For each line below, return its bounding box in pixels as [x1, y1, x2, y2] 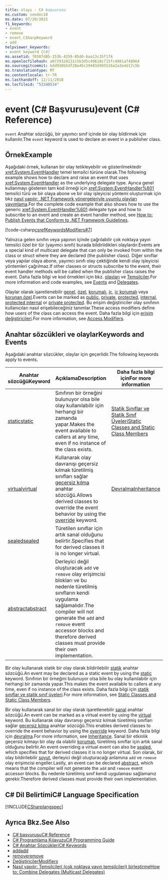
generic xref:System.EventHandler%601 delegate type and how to [5, 207, 141, 213]
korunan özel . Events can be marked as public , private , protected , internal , [5, 294, 157, 300]
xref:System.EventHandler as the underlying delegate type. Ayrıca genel [5, 180, 154, 186]
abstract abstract [7, 605, 46, 612]
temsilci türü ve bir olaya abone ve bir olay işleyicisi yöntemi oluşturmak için [5, 191, 161, 197]
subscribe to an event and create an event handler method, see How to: [5, 212, 153, 218]
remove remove [12, 853, 44, 859]
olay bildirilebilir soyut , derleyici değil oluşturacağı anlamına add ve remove [5, 755, 156, 761]
